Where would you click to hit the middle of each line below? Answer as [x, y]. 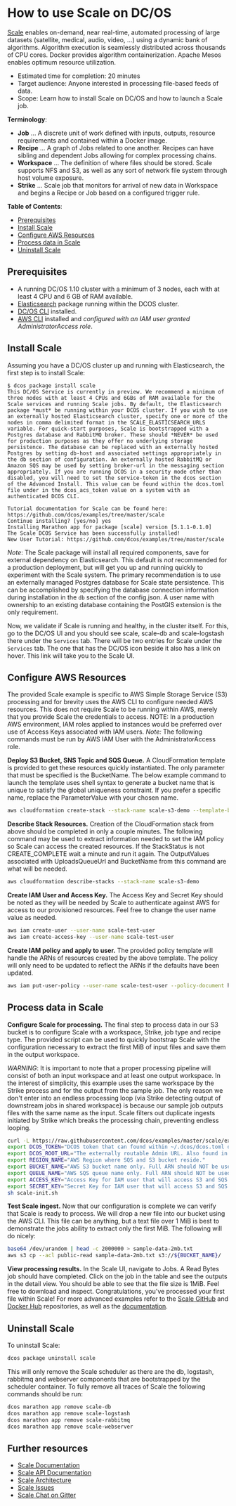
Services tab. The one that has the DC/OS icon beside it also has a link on [114, 648]
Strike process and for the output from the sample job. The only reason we [115, 1090]
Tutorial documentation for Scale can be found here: [88, 508]
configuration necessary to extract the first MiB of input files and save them [117, 1047]
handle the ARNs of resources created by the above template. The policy [112, 958]
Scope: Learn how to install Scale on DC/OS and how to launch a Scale [120, 98]
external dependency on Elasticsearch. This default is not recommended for [117, 559]
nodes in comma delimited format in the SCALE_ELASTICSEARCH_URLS [106, 422]
